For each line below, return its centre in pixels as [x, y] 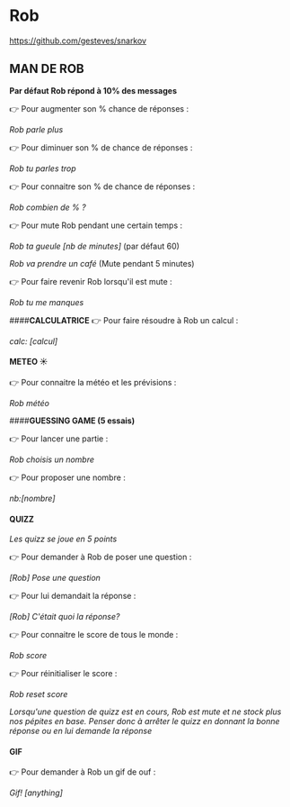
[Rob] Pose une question [55, 578]
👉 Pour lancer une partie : [59, 439]
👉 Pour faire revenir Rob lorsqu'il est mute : [91, 281]
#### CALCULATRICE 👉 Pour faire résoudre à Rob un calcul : [124, 320]
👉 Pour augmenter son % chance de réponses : [99, 108]
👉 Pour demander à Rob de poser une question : [101, 557]
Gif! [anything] [36, 793]
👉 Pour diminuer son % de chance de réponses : [101, 147]
